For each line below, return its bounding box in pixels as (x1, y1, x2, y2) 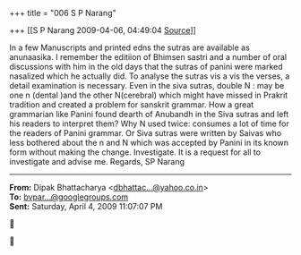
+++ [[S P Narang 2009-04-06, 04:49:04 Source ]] (9, 25, 197, 35)
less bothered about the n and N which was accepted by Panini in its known (9, 138, 289, 148)
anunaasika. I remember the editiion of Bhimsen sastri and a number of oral (9, 52, 288, 62)
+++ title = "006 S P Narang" (9, 8, 116, 18)
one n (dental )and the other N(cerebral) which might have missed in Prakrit (9, 89, 288, 100)
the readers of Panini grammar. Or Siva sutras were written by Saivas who (9, 128, 282, 138)
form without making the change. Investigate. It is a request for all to (9, 147, 262, 157)
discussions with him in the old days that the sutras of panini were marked (9, 62, 284, 72)
